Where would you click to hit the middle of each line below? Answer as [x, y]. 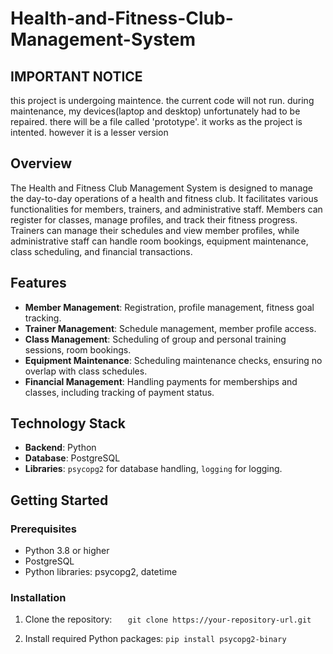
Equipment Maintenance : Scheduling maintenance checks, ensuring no [173, 360]
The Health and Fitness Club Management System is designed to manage [161, 188]
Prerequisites [43, 529]
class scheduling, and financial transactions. [101, 251]
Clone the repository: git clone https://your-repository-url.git [168, 619]
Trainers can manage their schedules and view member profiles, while [155, 230]
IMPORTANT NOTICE [76, 76]
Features [38, 283]
